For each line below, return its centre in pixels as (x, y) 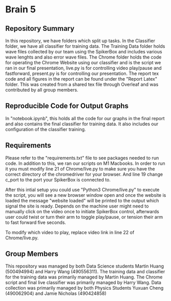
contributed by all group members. (42, 90)
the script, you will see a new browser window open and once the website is (86, 195)
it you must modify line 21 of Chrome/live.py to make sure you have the (80, 168)
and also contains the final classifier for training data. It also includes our (82, 124)
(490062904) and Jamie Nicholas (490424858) (56, 293)
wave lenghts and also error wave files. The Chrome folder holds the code (83, 57)
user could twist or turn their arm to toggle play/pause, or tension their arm (84, 217)
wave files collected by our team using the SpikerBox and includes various (84, 52)
